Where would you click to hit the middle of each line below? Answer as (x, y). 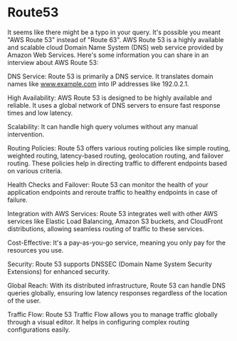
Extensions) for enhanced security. (59, 271)
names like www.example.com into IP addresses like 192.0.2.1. (98, 83)
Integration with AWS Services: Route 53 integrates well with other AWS (113, 213)
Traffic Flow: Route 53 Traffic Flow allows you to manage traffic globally (113, 314)
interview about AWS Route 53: (53, 62)
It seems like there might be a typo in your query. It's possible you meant (114, 32)
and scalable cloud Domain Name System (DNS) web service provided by (115, 47)
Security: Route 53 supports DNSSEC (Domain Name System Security (110, 264)
